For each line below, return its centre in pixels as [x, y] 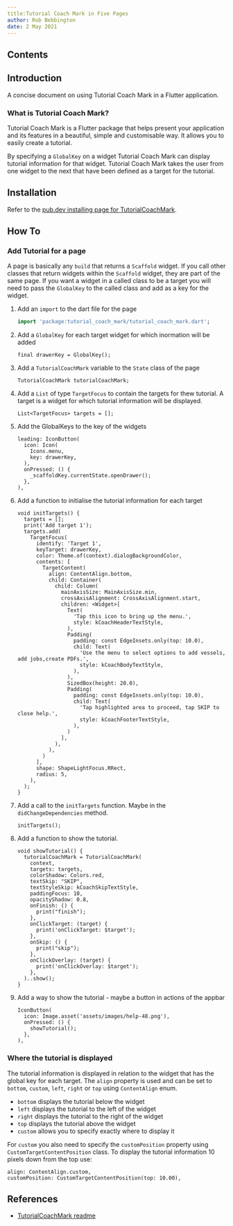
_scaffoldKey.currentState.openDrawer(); [90, 476]
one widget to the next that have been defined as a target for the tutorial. [111, 171]
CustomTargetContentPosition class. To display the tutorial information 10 [111, 1152]
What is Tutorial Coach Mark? [58, 113]
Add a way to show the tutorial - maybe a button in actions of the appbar [121, 998]
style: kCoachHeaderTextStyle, [119, 623]
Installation [32, 193]
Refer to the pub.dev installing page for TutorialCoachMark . [92, 210]
